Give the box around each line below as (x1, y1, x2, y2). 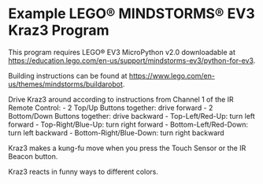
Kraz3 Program (8, 21, 109, 39)
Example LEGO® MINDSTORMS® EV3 (8, 5, 255, 23)
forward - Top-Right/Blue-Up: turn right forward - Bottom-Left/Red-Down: (8, 120, 249, 129)
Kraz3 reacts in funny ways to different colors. (8, 167, 159, 176)
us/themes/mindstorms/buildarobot (8, 79, 124, 89)
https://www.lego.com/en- (128, 71, 215, 80)
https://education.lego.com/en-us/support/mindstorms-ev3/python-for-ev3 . (8, 56, 256, 65)
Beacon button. (8, 151, 58, 161)
